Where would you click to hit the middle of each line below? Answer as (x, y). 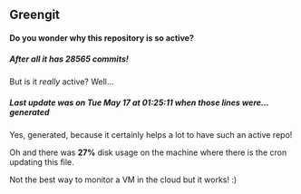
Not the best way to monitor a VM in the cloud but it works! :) (123, 179)
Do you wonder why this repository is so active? (102, 38)
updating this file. (42, 161)
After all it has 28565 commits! (69, 59)
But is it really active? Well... (62, 82)
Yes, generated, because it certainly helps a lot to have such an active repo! (151, 134)
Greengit (35, 15)
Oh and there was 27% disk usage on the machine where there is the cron (148, 152)
